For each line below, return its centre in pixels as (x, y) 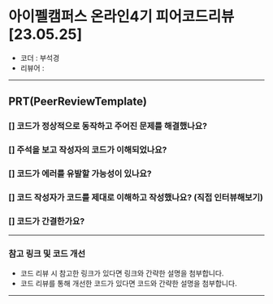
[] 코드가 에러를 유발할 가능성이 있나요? (80, 173)
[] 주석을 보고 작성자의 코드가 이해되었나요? (88, 150)
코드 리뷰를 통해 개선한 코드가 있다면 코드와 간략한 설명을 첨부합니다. (128, 283)
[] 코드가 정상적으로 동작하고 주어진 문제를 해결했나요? (108, 126)
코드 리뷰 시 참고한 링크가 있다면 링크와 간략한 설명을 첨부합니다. (122, 273)
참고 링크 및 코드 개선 (47, 254)
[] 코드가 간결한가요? (47, 221)
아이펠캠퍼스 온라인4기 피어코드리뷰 (121, 17)
